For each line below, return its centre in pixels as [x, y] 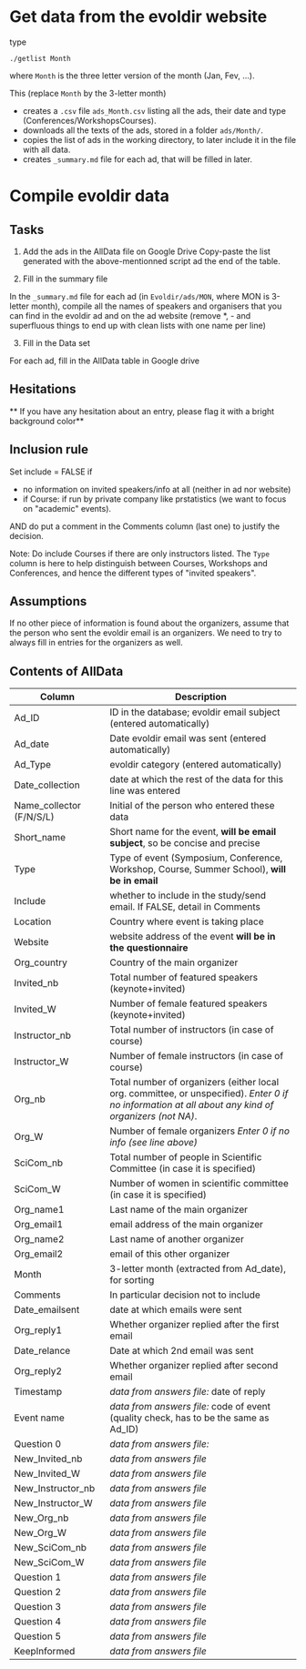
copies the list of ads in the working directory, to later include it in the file [159, 139]
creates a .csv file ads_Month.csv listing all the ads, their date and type [154, 110]
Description [201, 697]
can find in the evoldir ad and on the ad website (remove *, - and [130, 315]
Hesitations [43, 389]
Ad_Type [33, 765]
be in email [133, 880]
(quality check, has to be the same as [189, 1418]
